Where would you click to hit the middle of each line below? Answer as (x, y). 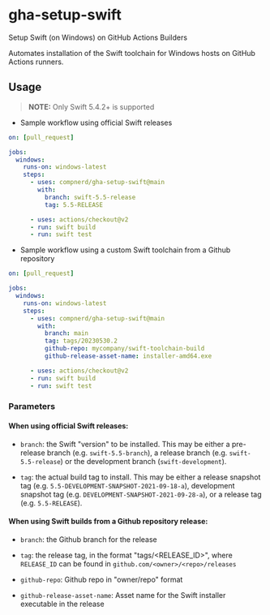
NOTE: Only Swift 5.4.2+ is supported (91, 106)
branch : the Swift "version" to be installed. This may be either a (125, 444)
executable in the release (62, 604)
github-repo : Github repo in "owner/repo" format (101, 579)
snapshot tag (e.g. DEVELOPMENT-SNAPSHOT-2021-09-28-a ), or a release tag (141, 494)
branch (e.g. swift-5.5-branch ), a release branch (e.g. (137, 453)
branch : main (66, 333)
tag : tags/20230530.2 (81, 341)
